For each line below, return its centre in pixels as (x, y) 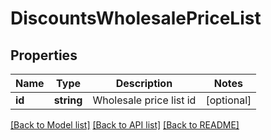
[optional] (228, 100)
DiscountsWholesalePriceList (136, 18)
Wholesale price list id (144, 100)
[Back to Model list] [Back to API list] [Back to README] (125, 125)
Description (144, 83)
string (68, 100)
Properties (44, 55)
